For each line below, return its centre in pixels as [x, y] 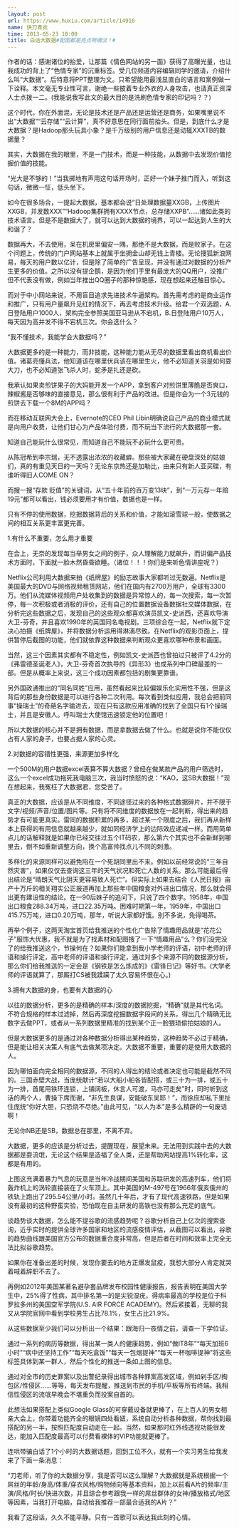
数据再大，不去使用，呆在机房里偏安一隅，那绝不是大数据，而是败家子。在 [116, 244]
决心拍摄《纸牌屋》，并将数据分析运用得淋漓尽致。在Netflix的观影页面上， [115, 631]
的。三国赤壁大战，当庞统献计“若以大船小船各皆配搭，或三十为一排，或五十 [118, 1080]
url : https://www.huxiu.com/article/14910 [71, 21]
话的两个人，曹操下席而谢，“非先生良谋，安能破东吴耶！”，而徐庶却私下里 [116, 1098]
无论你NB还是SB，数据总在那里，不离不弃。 [72, 1131]
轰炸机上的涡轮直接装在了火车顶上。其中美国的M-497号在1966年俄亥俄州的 [118, 1188]
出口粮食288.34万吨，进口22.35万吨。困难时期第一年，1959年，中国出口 [114, 907]
